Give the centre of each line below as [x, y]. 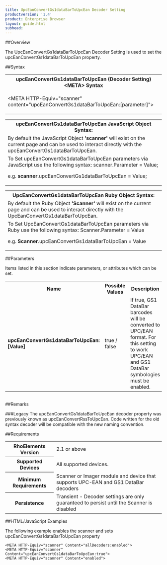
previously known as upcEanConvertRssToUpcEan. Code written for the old [83, 419]
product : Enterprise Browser [35, 19]
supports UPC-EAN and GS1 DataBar [100, 482]
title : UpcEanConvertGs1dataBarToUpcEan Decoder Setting [65, 10]
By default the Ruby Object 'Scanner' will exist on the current [79, 203]
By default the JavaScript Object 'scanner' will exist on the [77, 138]
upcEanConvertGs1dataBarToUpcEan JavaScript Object [83, 124]
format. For [143, 337]
